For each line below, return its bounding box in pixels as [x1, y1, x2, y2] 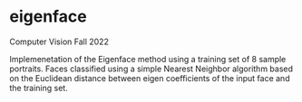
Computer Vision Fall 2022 [9, 36, 109, 47]
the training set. [9, 82, 68, 93]
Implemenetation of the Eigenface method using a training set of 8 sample [9, 53, 287, 64]
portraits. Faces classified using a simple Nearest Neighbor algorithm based [9, 63, 293, 74]
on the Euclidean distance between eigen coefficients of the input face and [9, 72, 290, 83]
